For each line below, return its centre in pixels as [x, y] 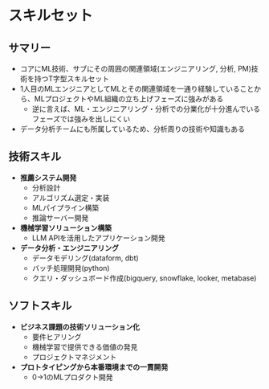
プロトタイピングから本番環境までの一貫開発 [94, 366]
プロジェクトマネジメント [74, 357]
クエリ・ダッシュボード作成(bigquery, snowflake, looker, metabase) [144, 278]
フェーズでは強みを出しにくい [81, 119]
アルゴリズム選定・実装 [71, 198]
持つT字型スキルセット [72, 79]
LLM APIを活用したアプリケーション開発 [99, 238]
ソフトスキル [40, 306]
